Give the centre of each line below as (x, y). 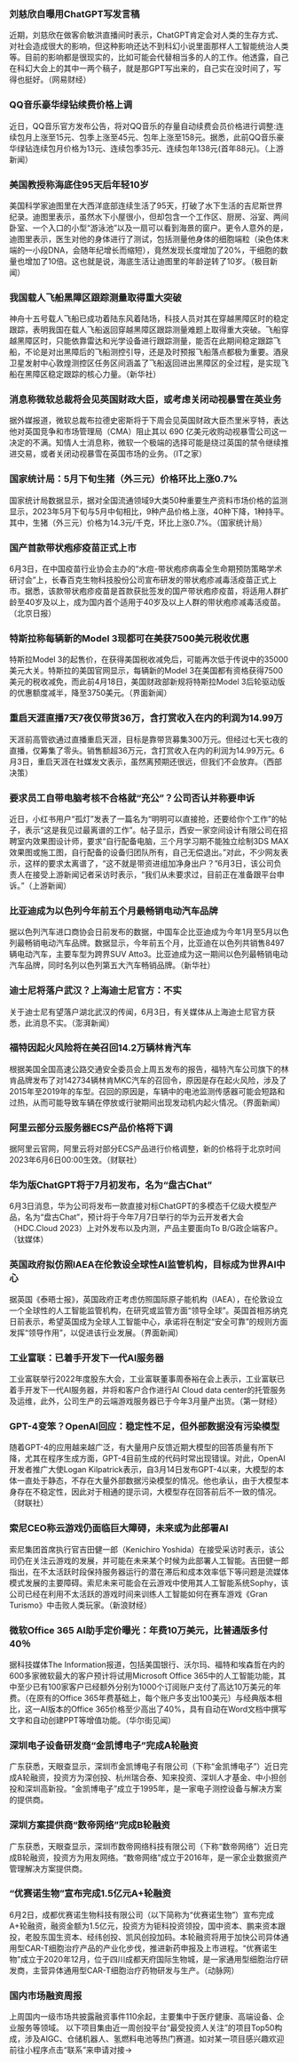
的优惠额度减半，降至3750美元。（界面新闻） (90, 693)
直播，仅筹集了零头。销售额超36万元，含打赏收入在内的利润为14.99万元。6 (147, 750)
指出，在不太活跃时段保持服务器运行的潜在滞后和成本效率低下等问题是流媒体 (149, 1571)
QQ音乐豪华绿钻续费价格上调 (71, 105)
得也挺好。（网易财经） (50, 80)
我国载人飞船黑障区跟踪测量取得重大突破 (95, 297)
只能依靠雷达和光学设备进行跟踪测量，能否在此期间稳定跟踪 (164, 341)
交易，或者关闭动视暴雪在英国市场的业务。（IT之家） (111, 454)
